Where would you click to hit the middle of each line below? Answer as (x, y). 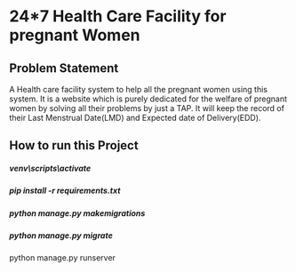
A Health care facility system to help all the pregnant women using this (139, 89)
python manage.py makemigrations (77, 213)
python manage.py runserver (62, 258)
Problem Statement (64, 68)
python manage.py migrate (61, 236)
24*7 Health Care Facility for (118, 16)
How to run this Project (74, 145)
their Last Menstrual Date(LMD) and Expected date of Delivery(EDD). (135, 118)
